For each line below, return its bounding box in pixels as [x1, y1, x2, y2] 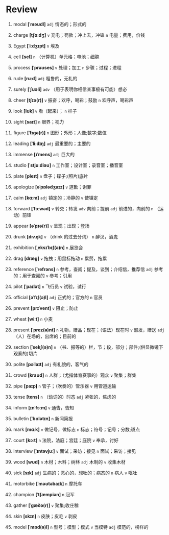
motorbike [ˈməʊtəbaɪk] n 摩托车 [13, 480, 82, 487]
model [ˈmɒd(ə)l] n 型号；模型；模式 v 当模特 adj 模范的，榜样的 [13, 524, 149, 530]
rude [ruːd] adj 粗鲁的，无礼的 [13, 75, 78, 81]
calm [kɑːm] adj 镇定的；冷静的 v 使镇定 [13, 194, 99, 201]
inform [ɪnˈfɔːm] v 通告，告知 [13, 404, 75, 410]
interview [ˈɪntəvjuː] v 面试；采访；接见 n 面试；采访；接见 [13, 448, 136, 454]
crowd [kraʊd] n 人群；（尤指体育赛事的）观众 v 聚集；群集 [13, 372, 137, 378]
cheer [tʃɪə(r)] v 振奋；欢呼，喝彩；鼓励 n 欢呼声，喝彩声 [13, 97, 134, 103]
